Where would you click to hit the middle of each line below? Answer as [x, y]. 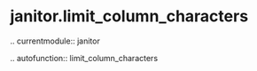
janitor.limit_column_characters [129, 16]
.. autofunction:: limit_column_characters [84, 58]
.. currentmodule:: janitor [55, 41]
